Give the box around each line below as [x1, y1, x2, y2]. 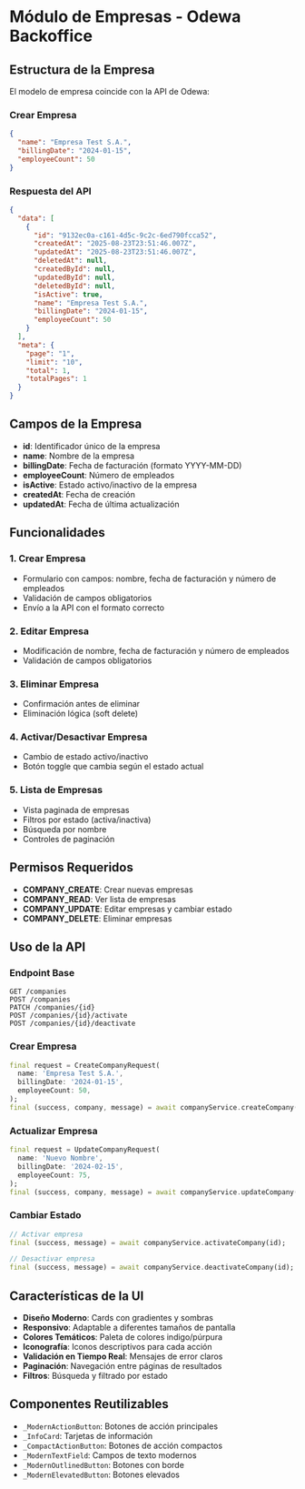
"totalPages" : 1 [25, 375, 88, 384]
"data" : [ [17, 214, 54, 223]
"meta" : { [17, 340, 54, 349]
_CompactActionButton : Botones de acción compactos [22, 1440, 223, 1451]
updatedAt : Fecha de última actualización [22, 498, 180, 509]
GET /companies [9, 987, 67, 997]
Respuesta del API [9, 185, 93, 197]
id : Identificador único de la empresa [22, 440, 161, 451]
